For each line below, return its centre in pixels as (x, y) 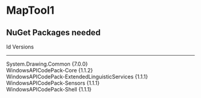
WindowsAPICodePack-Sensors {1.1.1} (53, 83)
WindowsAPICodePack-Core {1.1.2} (50, 70)
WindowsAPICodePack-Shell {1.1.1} (49, 89)
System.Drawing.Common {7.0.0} (47, 64)
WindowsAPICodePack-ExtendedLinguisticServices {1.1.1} (77, 76)
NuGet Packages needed (53, 33)
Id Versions (20, 47)
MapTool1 (31, 10)
